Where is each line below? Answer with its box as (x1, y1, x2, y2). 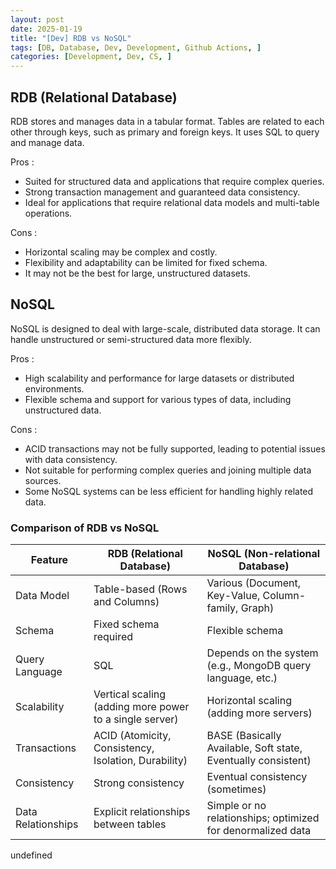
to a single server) (93, 712, 179, 726)
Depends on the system (206, 646, 319, 660)
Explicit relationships (93, 805, 191, 819)
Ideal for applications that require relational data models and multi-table (24, 196, 320, 208)
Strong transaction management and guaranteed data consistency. (24, 186, 301, 198)
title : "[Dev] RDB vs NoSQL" (10, 33, 132, 43)
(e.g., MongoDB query (206, 659, 312, 673)
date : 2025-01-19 (10, 24, 83, 34)
